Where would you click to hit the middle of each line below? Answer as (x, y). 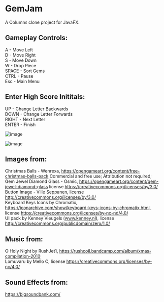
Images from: (26, 159)
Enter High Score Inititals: (45, 97)
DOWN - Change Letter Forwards (39, 114)
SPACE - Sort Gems (25, 71)
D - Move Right (20, 55)
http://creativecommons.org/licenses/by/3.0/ (50, 197)
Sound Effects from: (36, 282)
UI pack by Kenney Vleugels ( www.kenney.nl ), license (60, 218)
